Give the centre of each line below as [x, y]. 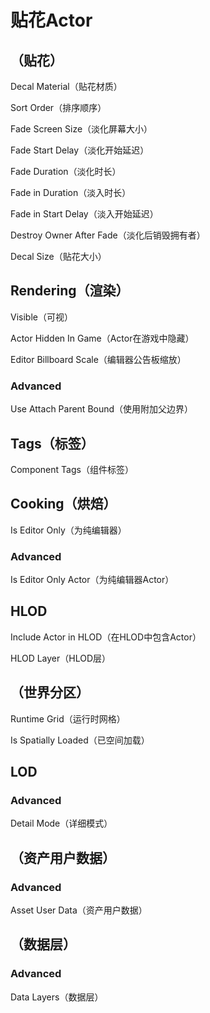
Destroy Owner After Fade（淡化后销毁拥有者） [108, 235]
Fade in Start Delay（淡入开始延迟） [84, 214]
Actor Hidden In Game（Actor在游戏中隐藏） [102, 338]
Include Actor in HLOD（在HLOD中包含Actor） [106, 637]
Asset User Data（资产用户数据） [79, 910]
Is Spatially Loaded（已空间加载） [80, 740]
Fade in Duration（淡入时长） [71, 192]
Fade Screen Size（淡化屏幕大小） [81, 129]
